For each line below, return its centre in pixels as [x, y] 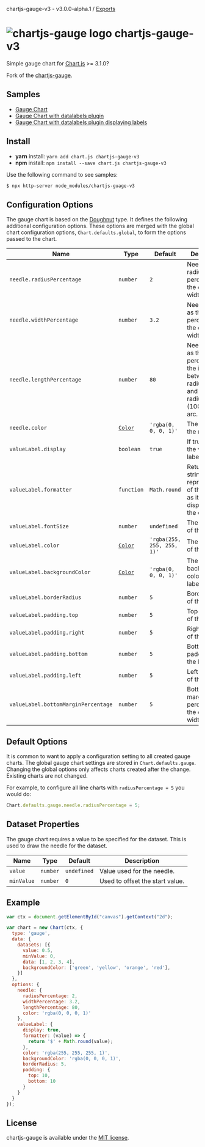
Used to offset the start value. [142, 881]
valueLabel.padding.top [44, 615]
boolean [130, 449]
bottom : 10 [42, 1082]
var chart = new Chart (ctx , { [45, 928]
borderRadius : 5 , [45, 1064]
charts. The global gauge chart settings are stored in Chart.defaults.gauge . [101, 763]
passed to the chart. [31, 239]
